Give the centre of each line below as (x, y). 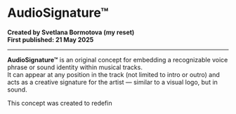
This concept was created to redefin (60, 103)
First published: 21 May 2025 (51, 39)
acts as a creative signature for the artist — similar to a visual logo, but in (112, 82)
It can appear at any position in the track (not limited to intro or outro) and (113, 74)
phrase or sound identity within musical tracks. (75, 67)
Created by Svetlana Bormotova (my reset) (71, 32)
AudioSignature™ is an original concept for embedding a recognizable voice (118, 59)
